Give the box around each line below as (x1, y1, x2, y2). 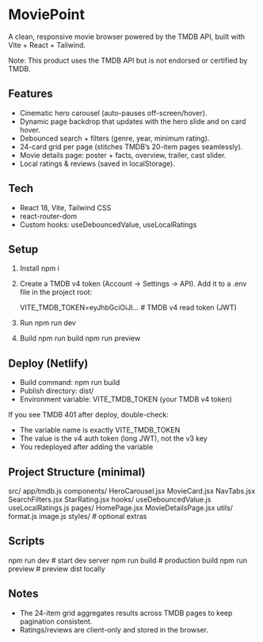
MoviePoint (8, 6, 86, 24)
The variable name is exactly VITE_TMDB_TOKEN (19, 425, 181, 435)
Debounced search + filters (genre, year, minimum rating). (19, 133, 210, 143)
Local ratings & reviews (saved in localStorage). (19, 159, 176, 168)
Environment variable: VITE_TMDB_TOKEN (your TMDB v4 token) (19, 394, 232, 404)
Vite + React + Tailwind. (8, 40, 86, 49)
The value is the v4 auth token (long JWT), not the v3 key (19, 434, 208, 444)
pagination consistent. (19, 617, 93, 626)
